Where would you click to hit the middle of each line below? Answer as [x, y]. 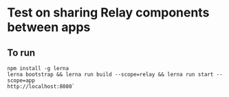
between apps [49, 27]
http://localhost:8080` [41, 87]
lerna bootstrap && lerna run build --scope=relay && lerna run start [110, 74]
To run [21, 53]
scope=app [21, 80]
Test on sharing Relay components [108, 13]
